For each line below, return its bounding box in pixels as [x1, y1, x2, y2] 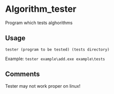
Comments [5, 70, 40, 78]
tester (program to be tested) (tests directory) [5, 47, 110, 52]
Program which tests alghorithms [5, 20, 73, 26]
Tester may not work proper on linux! [5, 83, 81, 89]
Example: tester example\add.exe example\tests [5, 56, 105, 62]
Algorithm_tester [5, 3, 77, 15]
